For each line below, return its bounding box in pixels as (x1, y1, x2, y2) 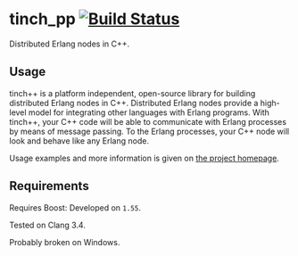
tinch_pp (9, 9, 76, 29)
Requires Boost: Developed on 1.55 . (9, 202, 141, 213)
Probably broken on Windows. (9, 236, 120, 247)
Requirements (9, 178, 89, 194)
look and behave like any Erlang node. (9, 135, 150, 146)
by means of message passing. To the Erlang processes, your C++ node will (9, 126, 290, 136)
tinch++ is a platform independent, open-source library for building (9, 87, 256, 98)
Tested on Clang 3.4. (9, 219, 87, 230)
